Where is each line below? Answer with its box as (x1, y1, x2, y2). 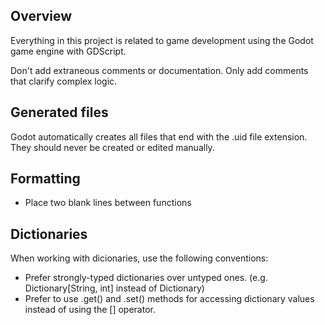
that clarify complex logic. (10, 75, 118, 87)
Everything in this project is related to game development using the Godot (10, 34, 314, 46)
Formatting (10, 170, 81, 188)
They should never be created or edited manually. (10, 141, 215, 153)
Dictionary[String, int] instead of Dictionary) (24, 282, 205, 294)
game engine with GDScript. (10, 45, 127, 57)
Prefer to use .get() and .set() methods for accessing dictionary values (24, 293, 315, 305)
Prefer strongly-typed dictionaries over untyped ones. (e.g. (24, 272, 268, 284)
